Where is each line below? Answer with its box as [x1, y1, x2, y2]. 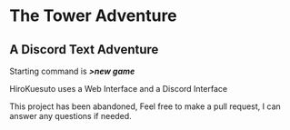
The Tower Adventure [9, 5, 177, 26]
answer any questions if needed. [9, 111, 132, 121]
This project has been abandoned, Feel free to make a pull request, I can [9, 101, 282, 112]
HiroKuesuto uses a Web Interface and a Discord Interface [9, 84, 228, 94]
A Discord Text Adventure [9, 42, 159, 57]
